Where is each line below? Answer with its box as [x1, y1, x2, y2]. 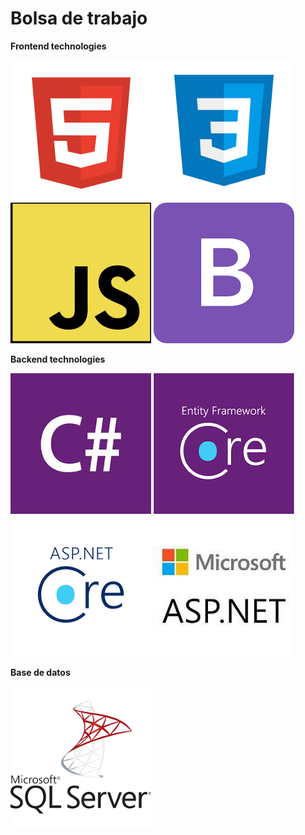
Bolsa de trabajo [10, 7, 148, 30]
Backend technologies [10, 353, 106, 365]
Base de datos [10, 666, 71, 678]
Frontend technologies [10, 40, 107, 52]
